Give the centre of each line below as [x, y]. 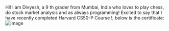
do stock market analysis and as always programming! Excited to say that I [84, 12]
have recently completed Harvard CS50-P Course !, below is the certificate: [85, 18]
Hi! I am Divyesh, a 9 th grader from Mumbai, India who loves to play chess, [85, 7]
